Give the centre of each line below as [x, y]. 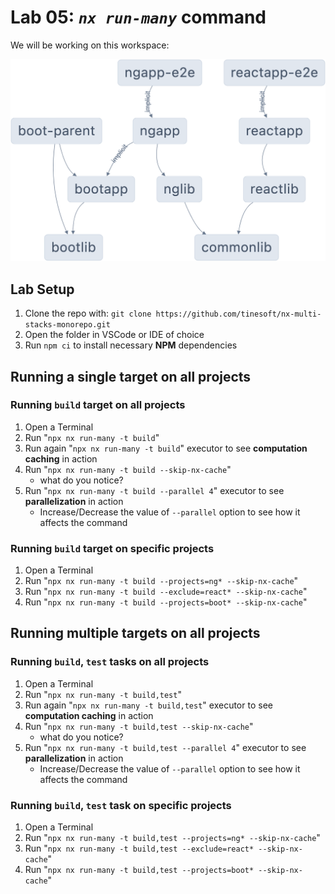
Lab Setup [42, 289]
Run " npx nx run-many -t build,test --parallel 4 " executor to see [165, 747]
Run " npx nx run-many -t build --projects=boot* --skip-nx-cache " [166, 602]
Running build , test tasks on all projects [110, 662]
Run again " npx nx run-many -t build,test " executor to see [148, 705]
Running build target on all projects [98, 405]
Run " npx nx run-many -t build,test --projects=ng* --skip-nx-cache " [172, 838]
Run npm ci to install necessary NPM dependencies [131, 345]
